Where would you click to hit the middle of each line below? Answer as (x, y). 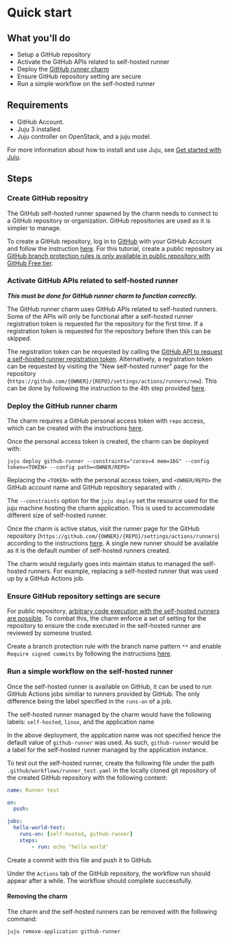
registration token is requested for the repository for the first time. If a (105, 324)
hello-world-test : (40, 828)
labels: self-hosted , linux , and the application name (81, 721)
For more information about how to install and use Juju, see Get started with (114, 150)
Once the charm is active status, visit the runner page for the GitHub (103, 529)
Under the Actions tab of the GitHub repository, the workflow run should (109, 873)
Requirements (38, 105)
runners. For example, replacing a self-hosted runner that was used (124, 571)
